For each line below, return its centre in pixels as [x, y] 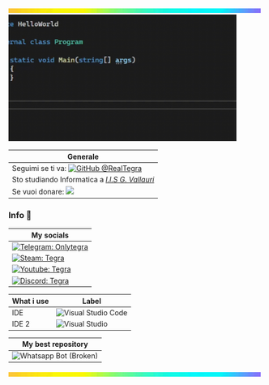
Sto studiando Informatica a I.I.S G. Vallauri [83, 180]
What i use [30, 301]
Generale [83, 156]
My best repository [55, 344]
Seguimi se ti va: [39, 168]
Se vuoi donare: [38, 192]
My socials [50, 235]
